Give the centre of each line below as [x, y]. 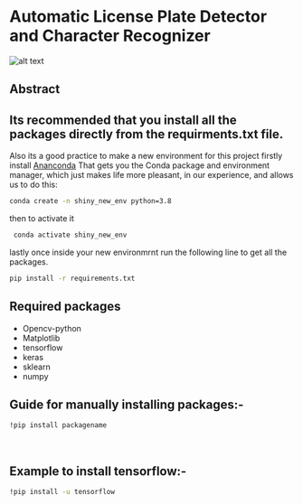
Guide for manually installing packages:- [127, 404]
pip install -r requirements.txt [72, 278]
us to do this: [33, 185]
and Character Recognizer [110, 36]
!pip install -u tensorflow [62, 492]
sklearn [37, 367]
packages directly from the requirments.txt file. [147, 134]
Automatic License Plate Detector [138, 17]
